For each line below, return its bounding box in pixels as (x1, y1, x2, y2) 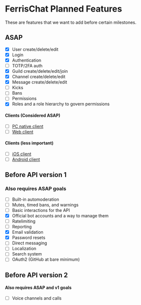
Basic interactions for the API (12, 207, 70, 213)
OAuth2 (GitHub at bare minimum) (12, 257, 80, 262)
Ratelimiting (12, 218, 36, 224)
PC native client (12, 123, 43, 129)
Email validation (12, 229, 43, 235)
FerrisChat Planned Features (5, 3, 122, 15)
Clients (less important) (5, 140, 54, 146)
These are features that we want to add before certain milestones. (5, 19, 137, 25)
